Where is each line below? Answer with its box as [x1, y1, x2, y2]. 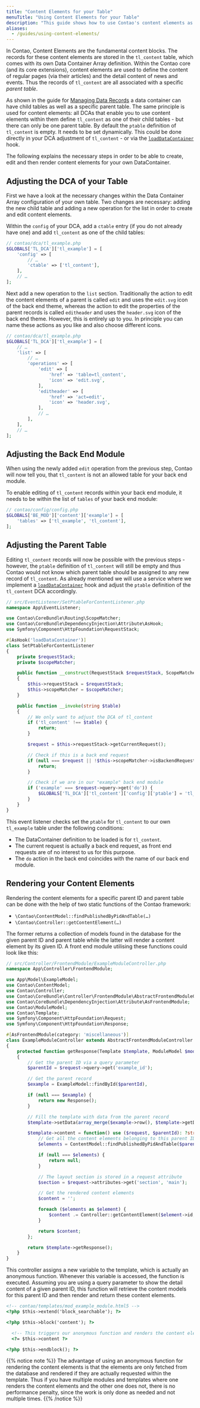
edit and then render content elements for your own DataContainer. [6, 159, 171, 166]
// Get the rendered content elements [37, 1190, 135, 1196]
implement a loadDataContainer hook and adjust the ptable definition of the [6, 581, 191, 588]
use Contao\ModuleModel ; [6, 1004, 68, 1010]
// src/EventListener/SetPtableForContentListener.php [6, 599, 145, 605]
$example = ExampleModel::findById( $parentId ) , [27, 1082, 148, 1088]
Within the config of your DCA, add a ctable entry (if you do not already [6, 222, 183, 229]
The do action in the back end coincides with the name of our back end [14, 855, 189, 862]
